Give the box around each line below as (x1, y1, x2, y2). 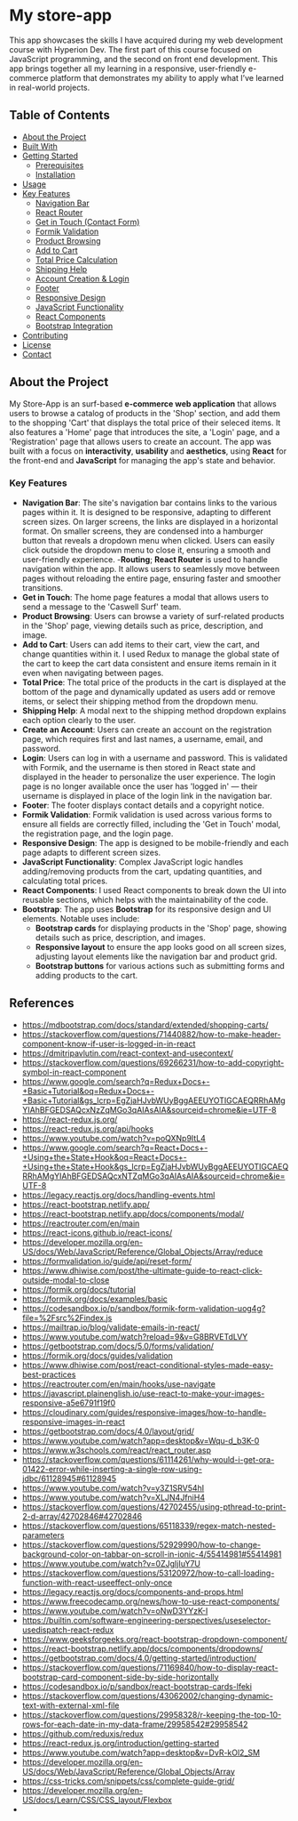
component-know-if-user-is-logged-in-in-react (21, 1038, 196, 1049)
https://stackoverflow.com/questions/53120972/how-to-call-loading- (21, 1567, 275, 1578)
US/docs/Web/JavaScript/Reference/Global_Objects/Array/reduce (21, 1246, 263, 1257)
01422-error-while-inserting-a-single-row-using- (21, 1463, 202, 1474)
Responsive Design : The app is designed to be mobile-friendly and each (21, 837, 289, 848)
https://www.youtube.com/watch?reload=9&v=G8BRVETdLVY (21, 1331, 248, 1342)
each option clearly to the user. (21, 714, 137, 725)
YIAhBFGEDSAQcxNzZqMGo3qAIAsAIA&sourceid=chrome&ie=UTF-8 (21, 1104, 277, 1115)
